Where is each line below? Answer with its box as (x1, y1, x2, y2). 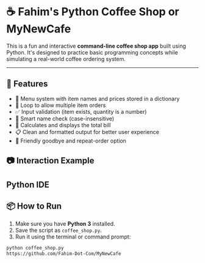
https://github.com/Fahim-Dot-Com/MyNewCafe (6, 251, 121, 257)
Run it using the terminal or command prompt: (15, 233, 131, 240)
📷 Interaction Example (6, 155, 95, 166)
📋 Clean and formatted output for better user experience (15, 128, 160, 135)
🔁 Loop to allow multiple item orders (15, 102, 106, 109)
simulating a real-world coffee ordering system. (6, 55, 126, 62)
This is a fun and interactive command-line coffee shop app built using (6, 42, 186, 50)
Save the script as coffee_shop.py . (15, 227, 102, 234)
